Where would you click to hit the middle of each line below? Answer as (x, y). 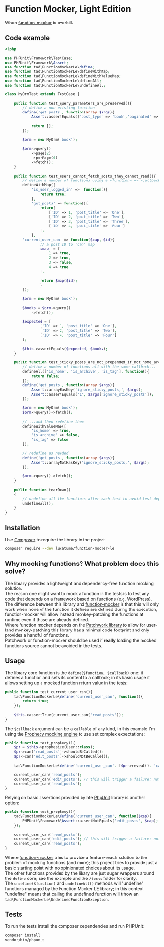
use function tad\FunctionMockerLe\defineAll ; (53, 81)
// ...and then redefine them (53, 422)
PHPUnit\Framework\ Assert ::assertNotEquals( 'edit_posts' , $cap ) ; (91, 821)
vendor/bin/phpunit (25, 940)
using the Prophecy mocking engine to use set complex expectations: (75, 734)
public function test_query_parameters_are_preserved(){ (73, 103)
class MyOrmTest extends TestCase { (42, 94)
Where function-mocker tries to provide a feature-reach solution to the (76, 857)
